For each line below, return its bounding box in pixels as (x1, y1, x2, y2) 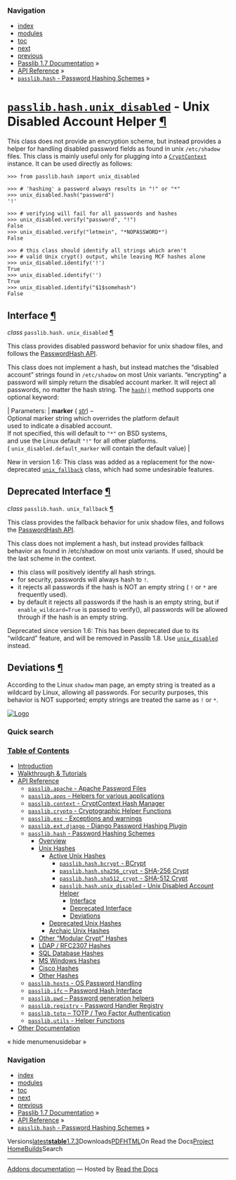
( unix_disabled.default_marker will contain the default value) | (7, 444, 190, 453)
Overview (38, 836, 67, 844)
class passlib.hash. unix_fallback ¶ (7, 504, 114, 512)
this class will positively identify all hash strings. (17, 567, 157, 576)
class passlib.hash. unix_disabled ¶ (7, 328, 114, 337)
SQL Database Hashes (38, 949, 104, 957)
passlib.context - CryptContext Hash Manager (27, 799, 165, 807)
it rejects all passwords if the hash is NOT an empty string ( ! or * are (17, 582, 218, 591)
